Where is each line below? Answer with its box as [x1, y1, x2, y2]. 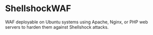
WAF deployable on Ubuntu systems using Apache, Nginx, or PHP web [5, 19, 148, 25]
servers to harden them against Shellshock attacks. [5, 24, 109, 30]
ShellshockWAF [5, 3, 72, 14]
